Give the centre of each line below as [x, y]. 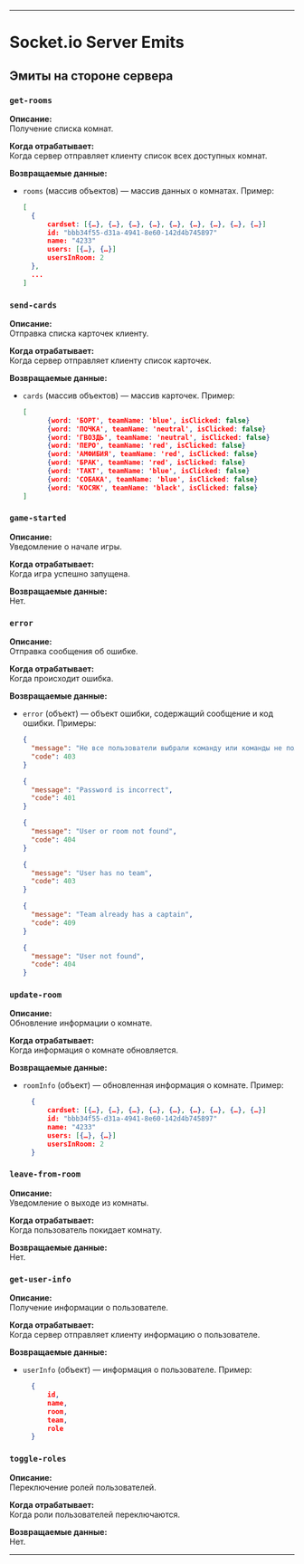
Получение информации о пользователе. [89, 1308]
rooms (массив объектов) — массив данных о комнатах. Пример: [148, 190]
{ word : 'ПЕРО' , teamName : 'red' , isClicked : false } [146, 446]
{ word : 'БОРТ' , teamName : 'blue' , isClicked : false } [148, 420]
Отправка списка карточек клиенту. [79, 333]
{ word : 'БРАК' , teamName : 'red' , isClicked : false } [146, 463]
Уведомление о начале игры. [66, 546]
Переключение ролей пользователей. [83, 1487]
